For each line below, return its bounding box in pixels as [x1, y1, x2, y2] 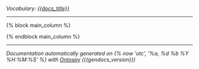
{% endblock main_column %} [6, 33, 81, 40]
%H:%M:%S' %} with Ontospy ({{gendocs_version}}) [6, 56, 136, 63]
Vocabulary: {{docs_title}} [6, 5, 70, 12]
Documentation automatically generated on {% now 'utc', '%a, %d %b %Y [6, 50, 189, 57]
